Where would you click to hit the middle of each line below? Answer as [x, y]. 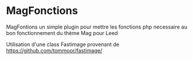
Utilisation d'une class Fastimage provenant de [63, 44]
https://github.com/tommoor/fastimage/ [54, 50]
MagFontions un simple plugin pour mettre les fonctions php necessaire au [97, 27]
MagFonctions [42, 11]
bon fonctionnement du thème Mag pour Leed [62, 33]
